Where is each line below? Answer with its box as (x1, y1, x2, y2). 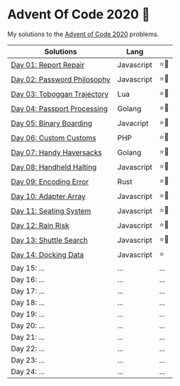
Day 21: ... (11, 332, 45, 342)
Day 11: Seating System (11, 206, 91, 216)
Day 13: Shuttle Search (11, 235, 89, 245)
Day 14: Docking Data (11, 250, 84, 260)
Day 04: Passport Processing (11, 104, 108, 114)
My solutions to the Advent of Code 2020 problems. (7, 30, 159, 38)
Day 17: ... (11, 286, 45, 296)
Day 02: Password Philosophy (11, 74, 111, 84)
